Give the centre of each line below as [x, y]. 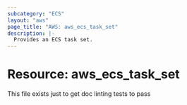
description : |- [31, 33]
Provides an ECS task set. [53, 40]
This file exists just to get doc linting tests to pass [79, 94]
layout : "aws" [28, 20]
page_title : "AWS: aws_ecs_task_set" [63, 27]
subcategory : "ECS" [36, 14]
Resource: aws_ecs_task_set [93, 75]
